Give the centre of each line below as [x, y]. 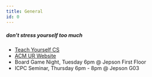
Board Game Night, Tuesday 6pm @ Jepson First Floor [80, 62]
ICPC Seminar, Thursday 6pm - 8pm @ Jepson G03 [77, 68]
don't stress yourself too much [44, 35]
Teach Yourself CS [37, 50]
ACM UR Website [35, 56]
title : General [25, 11]
